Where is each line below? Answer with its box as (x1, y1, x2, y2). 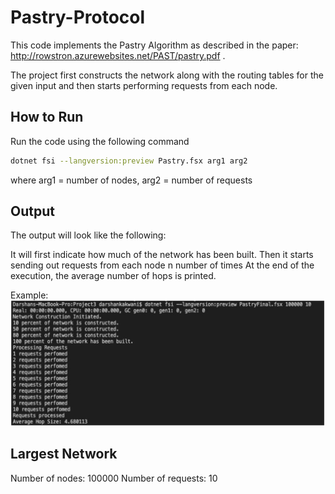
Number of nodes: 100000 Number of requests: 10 (10, 472, 218, 484)
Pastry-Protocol (10, 6, 146, 29)
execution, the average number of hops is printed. (10, 270, 217, 282)
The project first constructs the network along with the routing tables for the (10, 69, 324, 81)
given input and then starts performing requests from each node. (10, 79, 278, 91)
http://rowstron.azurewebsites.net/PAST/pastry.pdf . (10, 49, 226, 61)
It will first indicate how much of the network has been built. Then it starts (10, 249, 314, 261)
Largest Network (10, 446, 118, 463)
